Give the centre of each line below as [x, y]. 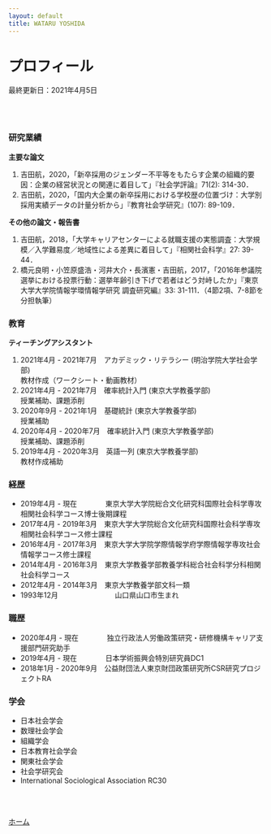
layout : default [36, 16]
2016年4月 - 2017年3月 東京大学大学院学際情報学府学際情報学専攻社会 [140, 545]
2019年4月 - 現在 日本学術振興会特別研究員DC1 [112, 658]
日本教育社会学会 [49, 751]
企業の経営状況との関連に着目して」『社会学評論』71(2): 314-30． [144, 185]
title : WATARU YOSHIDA [47, 24]
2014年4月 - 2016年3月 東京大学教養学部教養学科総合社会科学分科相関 [140, 565]
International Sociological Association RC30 [93, 780]
